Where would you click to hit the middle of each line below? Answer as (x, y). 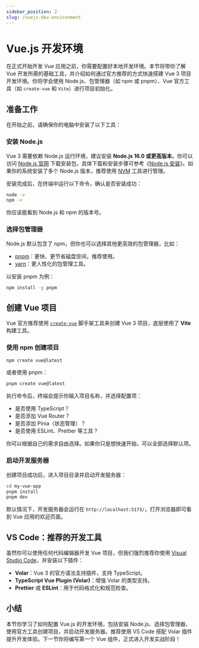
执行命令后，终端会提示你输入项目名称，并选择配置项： (74, 396)
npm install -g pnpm (32, 288)
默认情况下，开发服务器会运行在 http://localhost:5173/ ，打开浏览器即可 (96, 509)
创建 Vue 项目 (32, 308)
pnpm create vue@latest (36, 384)
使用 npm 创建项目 (33, 348)
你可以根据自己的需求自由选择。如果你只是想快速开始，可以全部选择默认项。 (100, 444)
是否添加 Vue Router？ (42, 416)
